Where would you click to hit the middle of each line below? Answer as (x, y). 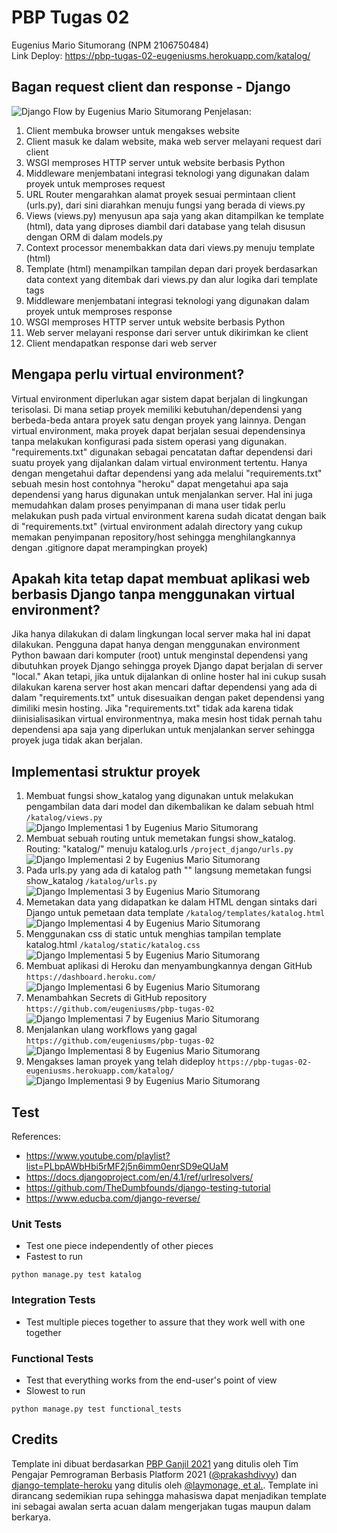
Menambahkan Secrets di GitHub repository (116, 998)
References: (36, 1136)
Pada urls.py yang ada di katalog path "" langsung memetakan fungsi (168, 870)
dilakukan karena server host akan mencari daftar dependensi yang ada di (164, 687)
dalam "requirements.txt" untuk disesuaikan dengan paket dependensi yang (168, 698)
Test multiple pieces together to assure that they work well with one (165, 1322)
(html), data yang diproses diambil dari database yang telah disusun (165, 226)
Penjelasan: (228, 111)
